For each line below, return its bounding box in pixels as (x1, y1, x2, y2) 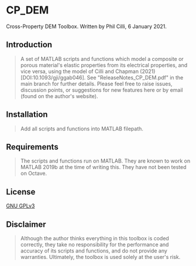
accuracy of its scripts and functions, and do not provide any (20, 247, 168, 254)
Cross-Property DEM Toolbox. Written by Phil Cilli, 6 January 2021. (6, 23, 167, 30)
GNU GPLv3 (6, 202, 35, 209)
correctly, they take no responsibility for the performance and (20, 241, 169, 248)
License (6, 186, 36, 196)
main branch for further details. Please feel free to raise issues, (20, 80, 173, 87)
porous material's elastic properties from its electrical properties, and (20, 61, 188, 68)
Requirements (6, 141, 59, 152)
